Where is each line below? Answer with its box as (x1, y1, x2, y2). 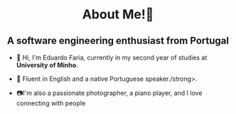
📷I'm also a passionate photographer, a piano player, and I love (16, 89, 203, 97)
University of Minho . (16, 61, 78, 69)
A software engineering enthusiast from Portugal (6, 35, 230, 47)
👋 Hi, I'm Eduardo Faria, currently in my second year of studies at (16, 53, 208, 62)
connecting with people (16, 99, 86, 107)
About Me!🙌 (82, 6, 154, 23)
